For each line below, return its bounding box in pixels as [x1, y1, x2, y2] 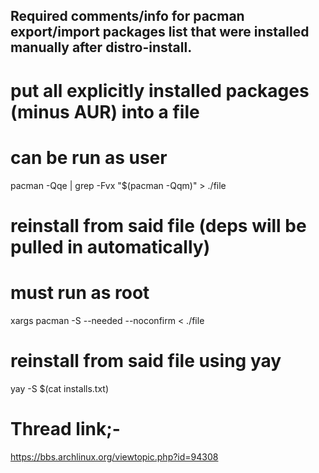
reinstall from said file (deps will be [10, 214, 307, 237]
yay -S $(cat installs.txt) [10, 382, 110, 394]
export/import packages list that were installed [10, 24, 310, 41]
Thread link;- [10, 417, 121, 440]
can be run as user [10, 146, 168, 169]
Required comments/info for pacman [10, 8, 245, 25]
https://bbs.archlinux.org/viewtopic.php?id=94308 [10, 450, 219, 463]
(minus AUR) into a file [10, 100, 200, 123]
